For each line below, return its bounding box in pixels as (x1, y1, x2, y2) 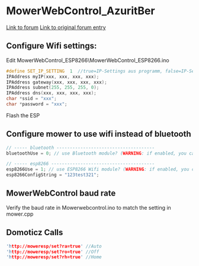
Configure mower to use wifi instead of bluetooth (6, 129, 191, 139)
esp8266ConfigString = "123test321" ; (6, 172, 99, 178)
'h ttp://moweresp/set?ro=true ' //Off (6, 249, 99, 255)
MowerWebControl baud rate (6, 188, 116, 198)
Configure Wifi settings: (6, 41, 97, 51)
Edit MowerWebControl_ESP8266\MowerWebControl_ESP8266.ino (6, 56, 170, 63)
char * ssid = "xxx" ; (6, 96, 57, 102)
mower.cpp (6, 210, 34, 217)
